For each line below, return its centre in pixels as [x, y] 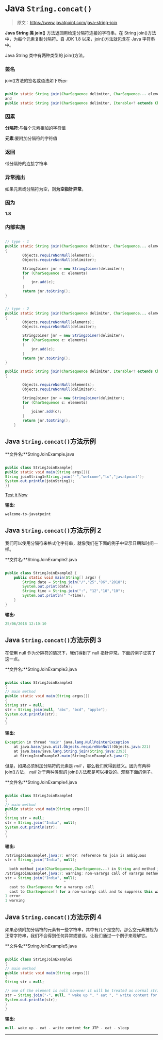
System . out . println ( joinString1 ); [40, 481]
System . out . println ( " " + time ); [54, 596]
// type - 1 [17, 242]
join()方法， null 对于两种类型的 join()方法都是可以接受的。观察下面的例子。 [80, 772]
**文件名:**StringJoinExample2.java [41, 559]
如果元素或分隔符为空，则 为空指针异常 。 [45, 189]
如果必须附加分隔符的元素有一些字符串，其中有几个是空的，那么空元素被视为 [81, 929]
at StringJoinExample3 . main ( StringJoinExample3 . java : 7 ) [72, 756]
